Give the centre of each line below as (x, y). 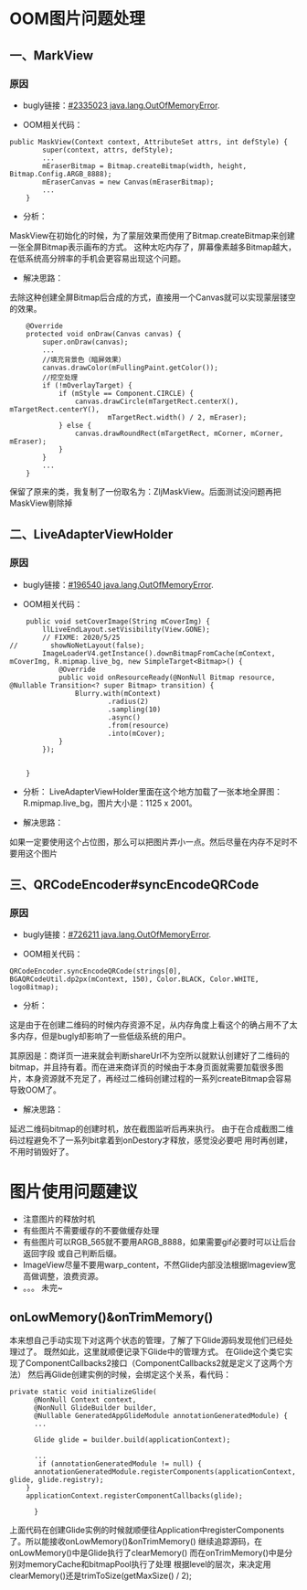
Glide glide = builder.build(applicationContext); (132, 1440)
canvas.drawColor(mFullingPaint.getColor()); (131, 368)
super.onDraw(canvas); (85, 342)
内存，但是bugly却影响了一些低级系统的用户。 (104, 1036)
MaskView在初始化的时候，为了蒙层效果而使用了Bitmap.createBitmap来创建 (152, 235)
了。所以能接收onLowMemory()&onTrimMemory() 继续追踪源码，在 (136, 1541)
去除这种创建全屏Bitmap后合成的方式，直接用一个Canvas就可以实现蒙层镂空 (153, 297)
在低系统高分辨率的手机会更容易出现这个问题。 (97, 258)
